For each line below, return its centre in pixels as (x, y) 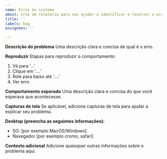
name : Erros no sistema (30, 10)
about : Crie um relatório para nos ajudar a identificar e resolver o (80, 14)
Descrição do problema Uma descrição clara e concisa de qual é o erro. (80, 47)
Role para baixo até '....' (36, 77)
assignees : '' (20, 28)
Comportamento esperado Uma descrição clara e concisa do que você (79, 91)
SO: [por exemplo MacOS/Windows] (49, 131)
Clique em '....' (27, 71)
